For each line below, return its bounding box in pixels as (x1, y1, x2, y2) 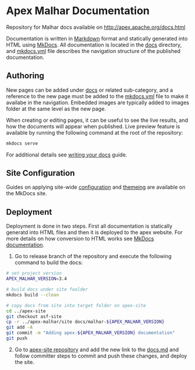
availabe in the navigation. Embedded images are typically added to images (6, 99, 190, 106)
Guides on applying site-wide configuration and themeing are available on (6, 184, 186, 191)
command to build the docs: (14, 259, 83, 266)
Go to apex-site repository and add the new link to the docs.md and (14, 346, 179, 353)
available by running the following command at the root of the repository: (6, 129, 183, 136)
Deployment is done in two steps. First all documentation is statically (6, 222, 173, 230)
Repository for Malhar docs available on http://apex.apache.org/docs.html (6, 24, 186, 31)
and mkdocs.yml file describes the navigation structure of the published (6, 47, 181, 54)
